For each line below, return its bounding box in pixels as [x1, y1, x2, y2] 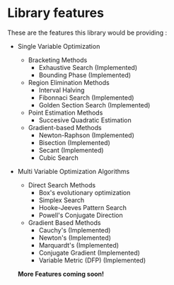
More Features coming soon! [17, 269, 105, 278]
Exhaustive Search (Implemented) [38, 63, 138, 71]
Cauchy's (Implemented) [38, 226, 111, 234]
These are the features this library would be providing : [7, 28, 168, 37]
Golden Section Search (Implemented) [38, 100, 151, 109]
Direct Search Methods [28, 180, 96, 189]
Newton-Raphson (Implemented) [38, 131, 134, 139]
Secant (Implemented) [38, 146, 104, 154]
